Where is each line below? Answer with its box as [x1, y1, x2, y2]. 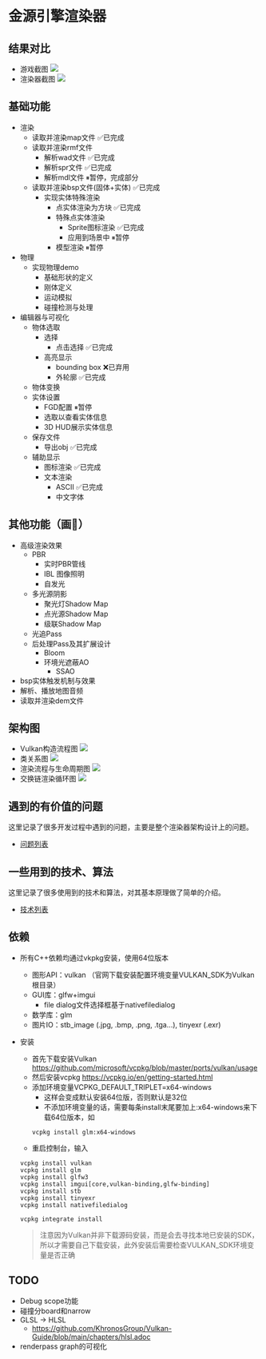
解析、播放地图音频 [19, 685, 84, 695]
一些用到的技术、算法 [8, 864, 113, 879]
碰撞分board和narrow [19, 1305, 91, 1315]
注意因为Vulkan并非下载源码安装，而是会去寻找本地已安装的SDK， [39, 1230, 260, 1239]
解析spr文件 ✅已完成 [43, 162, 112, 172]
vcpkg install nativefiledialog [19, 1201, 128, 1209]
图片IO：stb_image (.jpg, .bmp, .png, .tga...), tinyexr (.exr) [31, 1019, 221, 1029]
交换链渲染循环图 [19, 774, 77, 784]
